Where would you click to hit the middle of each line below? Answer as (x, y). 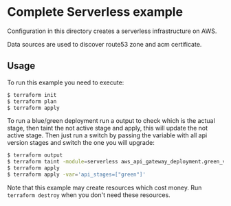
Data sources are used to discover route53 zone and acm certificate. (104, 44)
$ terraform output (35, 155)
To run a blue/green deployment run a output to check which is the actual (111, 121)
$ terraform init (32, 95)
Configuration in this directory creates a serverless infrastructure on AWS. (112, 31)
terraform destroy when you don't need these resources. (89, 195)
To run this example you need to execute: (66, 82)
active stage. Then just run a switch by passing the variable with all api (107, 135)
